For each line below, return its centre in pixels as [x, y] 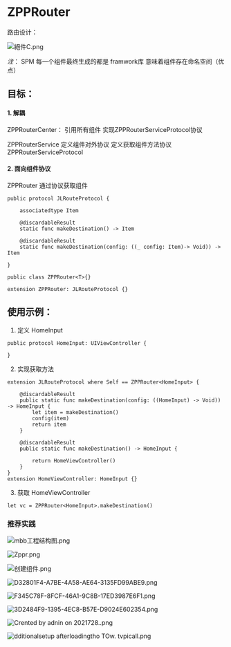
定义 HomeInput [40, 330]
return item [49, 424]
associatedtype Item [49, 210]
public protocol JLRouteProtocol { [58, 198]
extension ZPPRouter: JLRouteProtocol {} [68, 289]
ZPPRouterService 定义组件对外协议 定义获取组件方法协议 [89, 144]
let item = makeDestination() [75, 412]
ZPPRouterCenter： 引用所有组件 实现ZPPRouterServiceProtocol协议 [105, 129]
